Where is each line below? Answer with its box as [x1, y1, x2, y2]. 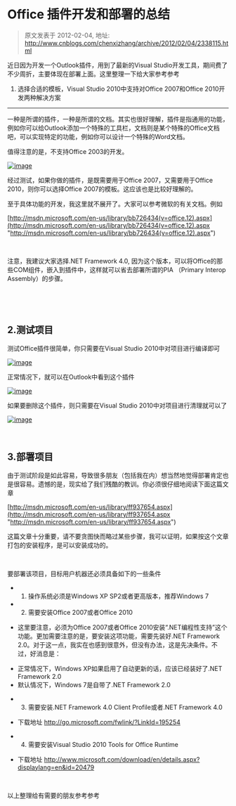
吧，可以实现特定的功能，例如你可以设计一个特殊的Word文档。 [7, 132, 190, 141]
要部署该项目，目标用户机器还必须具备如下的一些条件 [7, 569, 162, 578]
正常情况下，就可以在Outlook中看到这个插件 [7, 372, 135, 381]
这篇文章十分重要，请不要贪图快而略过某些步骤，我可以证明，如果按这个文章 [7, 532, 229, 540]
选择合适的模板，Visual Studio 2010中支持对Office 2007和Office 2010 [17, 84, 219, 93]
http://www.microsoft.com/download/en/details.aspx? [44, 755, 200, 763]
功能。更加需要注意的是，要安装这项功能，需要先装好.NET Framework [17, 632, 220, 640]
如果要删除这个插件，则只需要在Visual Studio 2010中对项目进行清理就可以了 [7, 401, 227, 410]
